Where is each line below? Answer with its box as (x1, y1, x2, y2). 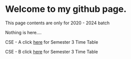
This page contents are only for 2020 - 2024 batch (5, 20, 110, 26)
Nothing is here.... (5, 29, 42, 35)
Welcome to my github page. (5, 3, 127, 15)
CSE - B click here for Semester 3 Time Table (5, 49, 98, 55)
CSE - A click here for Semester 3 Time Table (5, 39, 99, 45)
